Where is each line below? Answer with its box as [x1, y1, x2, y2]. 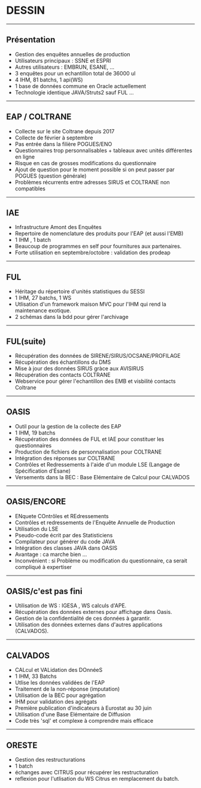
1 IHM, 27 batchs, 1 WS [14, 294, 72, 302]
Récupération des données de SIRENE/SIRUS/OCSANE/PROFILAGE [14, 352, 181, 359]
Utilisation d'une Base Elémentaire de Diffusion [14, 711, 131, 718]
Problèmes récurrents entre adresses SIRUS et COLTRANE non [14, 178, 170, 185]
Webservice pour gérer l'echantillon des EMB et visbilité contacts [14, 378, 176, 385]
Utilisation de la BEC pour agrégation [14, 692, 106, 699]
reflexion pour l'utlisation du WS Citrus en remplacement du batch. [14, 775, 179, 783]
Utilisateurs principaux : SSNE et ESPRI [14, 57, 111, 64]
